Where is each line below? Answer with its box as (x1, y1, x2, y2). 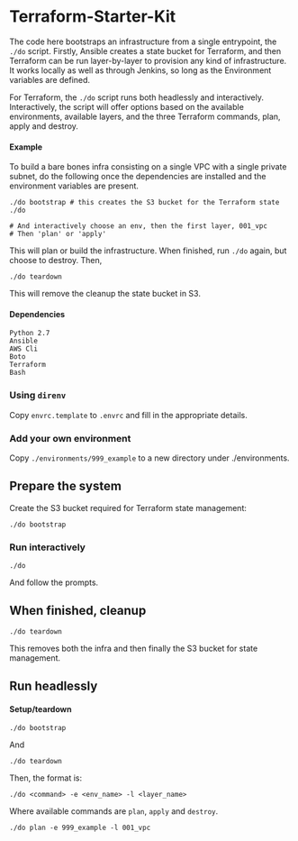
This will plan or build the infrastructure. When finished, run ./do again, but (9, 245, 287, 256)
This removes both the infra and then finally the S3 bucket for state (9, 643, 258, 654)
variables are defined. (9, 74, 91, 85)
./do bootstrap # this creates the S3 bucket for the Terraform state (9, 198, 280, 207)
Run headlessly (9, 679, 98, 694)
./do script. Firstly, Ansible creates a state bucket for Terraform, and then (9, 45, 282, 56)
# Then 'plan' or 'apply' (9, 230, 106, 239)
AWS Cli (9, 344, 39, 353)
